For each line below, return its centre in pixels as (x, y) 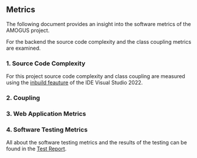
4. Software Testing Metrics (47, 130)
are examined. (24, 48)
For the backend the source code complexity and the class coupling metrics (99, 41)
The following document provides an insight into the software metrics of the (98, 24)
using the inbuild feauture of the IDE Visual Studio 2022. (75, 83)
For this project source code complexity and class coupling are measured (96, 76)
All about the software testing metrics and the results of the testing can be (97, 143)
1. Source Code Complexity (46, 63)
